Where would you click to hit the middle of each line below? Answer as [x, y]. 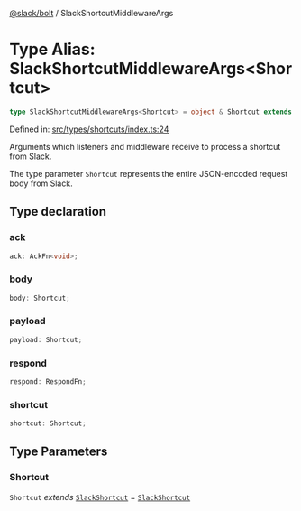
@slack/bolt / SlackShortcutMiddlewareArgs [91, 13]
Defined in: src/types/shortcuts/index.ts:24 [89, 129]
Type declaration [58, 212]
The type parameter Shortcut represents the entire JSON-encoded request [149, 173]
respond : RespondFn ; [48, 382]
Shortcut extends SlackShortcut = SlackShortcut [100, 497]
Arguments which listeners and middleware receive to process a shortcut [145, 146]
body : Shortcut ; [40, 298]
